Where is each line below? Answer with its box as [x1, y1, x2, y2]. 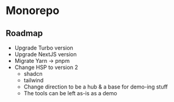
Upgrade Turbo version [14, 44, 74, 51]
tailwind [23, 77, 44, 84]
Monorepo [5, 4, 60, 18]
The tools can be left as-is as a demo [23, 90, 117, 97]
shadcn [23, 70, 43, 77]
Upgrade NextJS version [14, 51, 77, 58]
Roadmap [5, 28, 43, 38]
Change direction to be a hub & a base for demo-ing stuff [23, 83, 169, 90]
